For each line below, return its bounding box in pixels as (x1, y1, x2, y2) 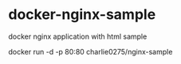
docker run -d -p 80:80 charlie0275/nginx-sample (8, 47, 173, 56)
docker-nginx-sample (8, 6, 156, 24)
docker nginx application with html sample (8, 32, 148, 41)
